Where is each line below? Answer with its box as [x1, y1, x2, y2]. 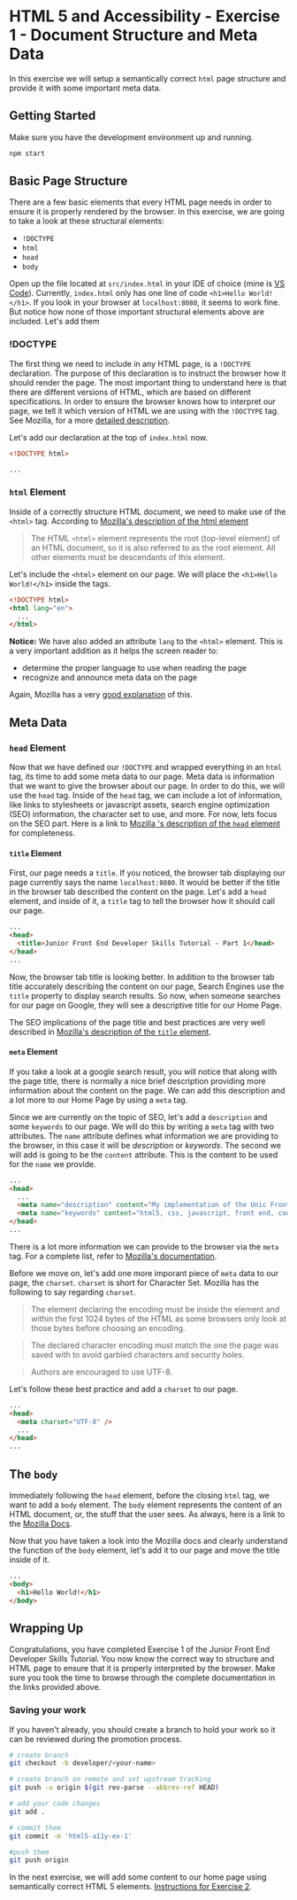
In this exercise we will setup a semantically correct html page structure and [9, 73, 286, 83]
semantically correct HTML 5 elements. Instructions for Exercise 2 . [9, 1881, 252, 1892]
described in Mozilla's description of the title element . [9, 1026, 212, 1037]
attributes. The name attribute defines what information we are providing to [9, 1130, 278, 1141]
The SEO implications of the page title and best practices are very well [9, 1016, 265, 1027]
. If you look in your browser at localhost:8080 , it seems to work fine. [28, 297, 281, 308]
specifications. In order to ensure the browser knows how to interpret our [9, 396, 276, 407]
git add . [9, 1807, 46, 1816]
